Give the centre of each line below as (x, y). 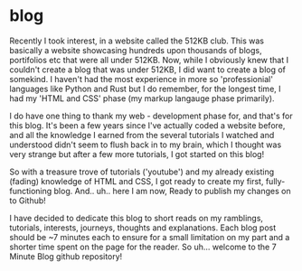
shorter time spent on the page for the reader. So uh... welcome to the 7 (143, 247)
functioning (31, 191)
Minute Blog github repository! (66, 256)
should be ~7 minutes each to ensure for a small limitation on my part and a (150, 237)
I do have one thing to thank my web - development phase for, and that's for (151, 116)
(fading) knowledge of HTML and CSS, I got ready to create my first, (137, 181)
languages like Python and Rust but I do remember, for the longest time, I (146, 89)
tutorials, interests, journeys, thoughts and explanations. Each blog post (143, 228)
